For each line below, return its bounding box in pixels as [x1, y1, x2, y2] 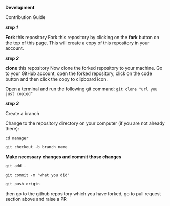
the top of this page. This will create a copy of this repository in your [5, 40, 150, 46]
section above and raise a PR [5, 196, 67, 202]
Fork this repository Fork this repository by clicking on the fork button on [5, 34, 160, 40]
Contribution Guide [5, 14, 46, 20]
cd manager [5, 136, 29, 141]
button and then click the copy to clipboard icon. [5, 76, 108, 82]
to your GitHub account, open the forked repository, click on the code [5, 70, 152, 77]
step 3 [5, 100, 19, 106]
